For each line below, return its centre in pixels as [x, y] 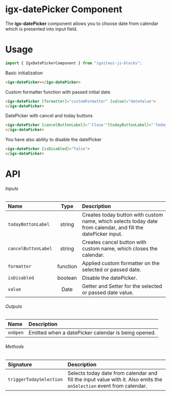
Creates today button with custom [123, 215]
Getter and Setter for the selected [122, 286]
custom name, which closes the [120, 249]
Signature [20, 364]
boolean [67, 278]
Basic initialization [24, 73]
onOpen [16, 333]
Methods [15, 347]
